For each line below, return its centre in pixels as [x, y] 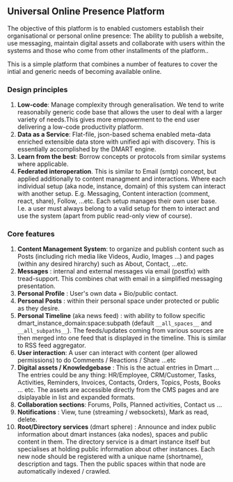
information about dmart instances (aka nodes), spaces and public [113, 435]
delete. [27, 420]
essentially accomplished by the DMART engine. [87, 149]
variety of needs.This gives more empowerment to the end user [109, 120]
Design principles [38, 89]
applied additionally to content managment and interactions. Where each [121, 179]
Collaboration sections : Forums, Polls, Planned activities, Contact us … [120, 405]
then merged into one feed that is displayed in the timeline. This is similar [122, 338]
